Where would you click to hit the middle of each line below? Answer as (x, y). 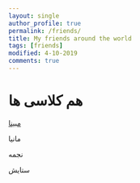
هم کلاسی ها (46, 101)
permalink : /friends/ (45, 31)
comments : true (34, 61)
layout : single (34, 16)
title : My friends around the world (70, 38)
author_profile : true (45, 23)
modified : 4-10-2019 (43, 53)
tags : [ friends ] (36, 46)
